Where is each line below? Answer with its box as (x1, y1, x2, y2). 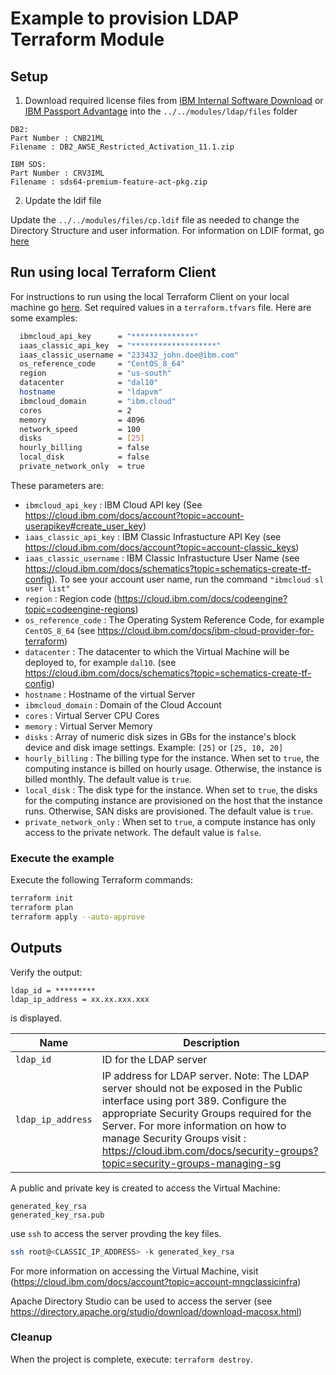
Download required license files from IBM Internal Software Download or (24, 95, 324, 106)
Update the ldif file (24, 195, 102, 206)
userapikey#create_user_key (24, 520, 143, 532)
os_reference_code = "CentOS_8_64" (19, 359, 186, 369)
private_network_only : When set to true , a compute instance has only (24, 815, 317, 827)
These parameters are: (10, 479, 105, 491)
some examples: (10, 312, 78, 324)
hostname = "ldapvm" (19, 387, 163, 397)
